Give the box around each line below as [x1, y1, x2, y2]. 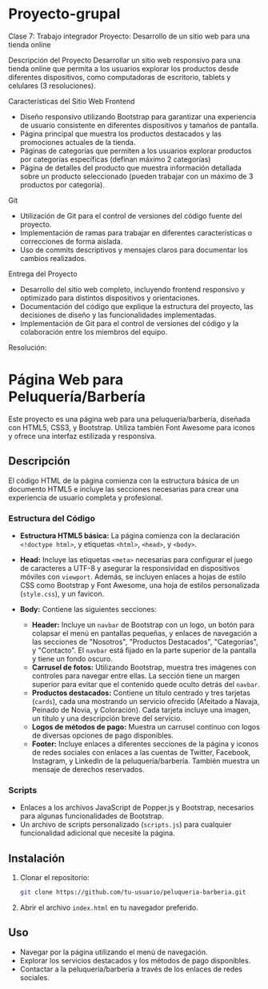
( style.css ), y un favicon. [19, 589, 105, 598]
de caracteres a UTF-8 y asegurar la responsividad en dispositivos [19, 563, 240, 573]
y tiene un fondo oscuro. [31, 653, 114, 663]
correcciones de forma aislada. [19, 236, 123, 246]
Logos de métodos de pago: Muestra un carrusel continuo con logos [31, 722, 260, 731]
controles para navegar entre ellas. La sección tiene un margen [31, 670, 240, 681]
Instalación [8, 851, 66, 865]
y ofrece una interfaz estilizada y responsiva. [8, 431, 157, 440]
